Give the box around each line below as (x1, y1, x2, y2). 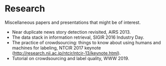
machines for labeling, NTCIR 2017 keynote (12, 45, 101, 51)
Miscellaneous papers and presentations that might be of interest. (5, 19, 141, 25)
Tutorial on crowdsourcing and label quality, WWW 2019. (12, 55, 129, 61)
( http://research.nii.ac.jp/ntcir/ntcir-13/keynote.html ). (12, 50, 121, 56)
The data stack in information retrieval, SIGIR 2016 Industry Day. (12, 34, 144, 40)
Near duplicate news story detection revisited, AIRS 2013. (12, 29, 131, 35)
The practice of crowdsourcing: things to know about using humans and (12, 39, 161, 45)
